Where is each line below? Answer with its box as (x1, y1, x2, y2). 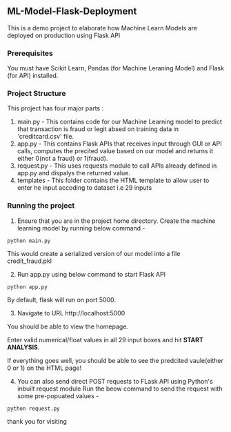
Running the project (7, 201, 75, 210)
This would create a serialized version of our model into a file (7, 249, 181, 257)
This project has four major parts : (7, 104, 104, 112)
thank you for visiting (7, 417, 68, 425)
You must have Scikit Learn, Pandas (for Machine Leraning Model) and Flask (7, 64, 224, 72)
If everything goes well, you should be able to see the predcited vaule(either (7, 356, 224, 364)
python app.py (7, 283, 48, 291)
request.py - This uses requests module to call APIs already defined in (17, 161, 217, 170)
